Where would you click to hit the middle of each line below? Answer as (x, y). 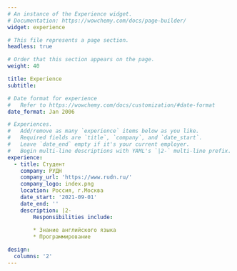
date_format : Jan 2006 (41, 112)
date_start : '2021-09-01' (59, 197)
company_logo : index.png (57, 184)
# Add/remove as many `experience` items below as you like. (104, 131)
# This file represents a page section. (69, 40)
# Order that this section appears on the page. (81, 60)
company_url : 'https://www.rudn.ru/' (76, 177)
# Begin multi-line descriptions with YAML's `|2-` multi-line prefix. (120, 151)
